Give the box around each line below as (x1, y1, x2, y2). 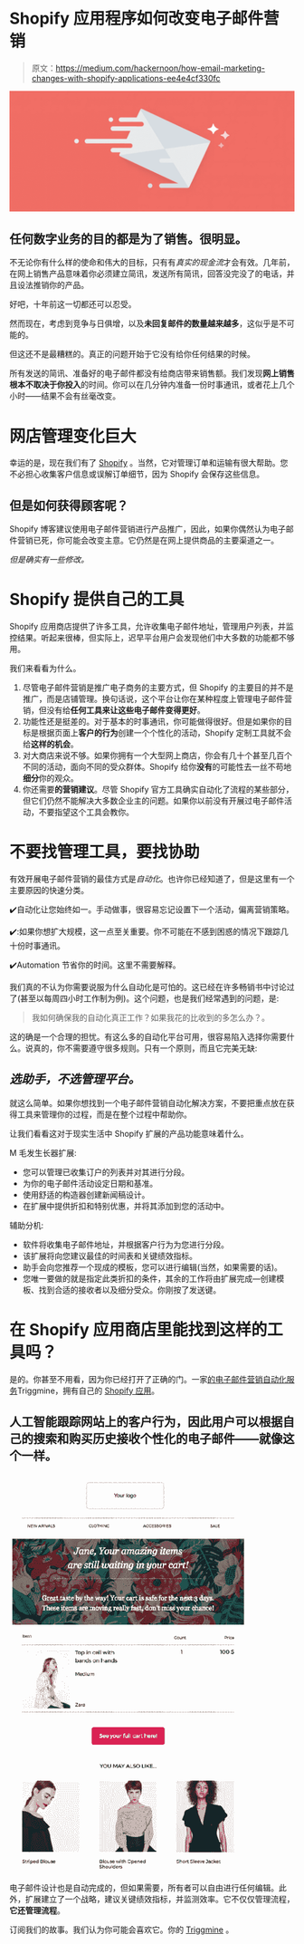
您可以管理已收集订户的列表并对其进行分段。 (22, 1166, 190, 1178)
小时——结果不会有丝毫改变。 (9, 390, 120, 401)
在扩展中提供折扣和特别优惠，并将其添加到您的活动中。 (22, 1200, 229, 1211)
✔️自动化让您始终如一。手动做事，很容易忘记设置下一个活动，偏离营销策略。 (9, 904, 295, 915)
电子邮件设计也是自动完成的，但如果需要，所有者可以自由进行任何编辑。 (9, 1881, 279, 1893)
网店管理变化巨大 (9, 426, 138, 447)
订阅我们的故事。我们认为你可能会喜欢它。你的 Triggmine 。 (9, 1924, 234, 1935)
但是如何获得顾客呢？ (9, 497, 128, 513)
